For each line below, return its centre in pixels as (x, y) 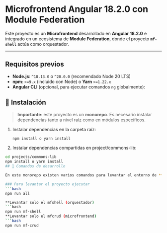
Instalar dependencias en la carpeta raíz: (54, 129)
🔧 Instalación (26, 103)
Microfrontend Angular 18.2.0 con (77, 9)
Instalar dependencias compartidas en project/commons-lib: (74, 148)
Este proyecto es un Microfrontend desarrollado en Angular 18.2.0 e (76, 33)
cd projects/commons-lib (31, 157)
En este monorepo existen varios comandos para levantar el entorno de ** (84, 175)
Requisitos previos (35, 64)
